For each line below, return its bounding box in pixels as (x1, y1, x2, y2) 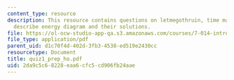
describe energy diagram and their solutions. (13, 23, 151, 30)
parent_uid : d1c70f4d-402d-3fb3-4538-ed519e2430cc (7, 42, 157, 49)
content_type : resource (7, 10, 77, 17)
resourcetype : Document (7, 49, 77, 56)
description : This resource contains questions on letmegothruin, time (7, 17, 219, 24)
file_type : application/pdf (7, 36, 89, 43)
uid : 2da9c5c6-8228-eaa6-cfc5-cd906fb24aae (7, 62, 136, 69)
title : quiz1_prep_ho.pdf (7, 56, 82, 63)
